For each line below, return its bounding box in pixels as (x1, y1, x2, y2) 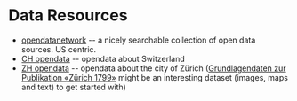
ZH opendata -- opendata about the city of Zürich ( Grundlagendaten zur (20, 63, 286, 74)
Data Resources (8, 5, 128, 26)
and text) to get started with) (20, 82, 126, 92)
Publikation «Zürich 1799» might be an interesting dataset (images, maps (20, 72, 288, 82)
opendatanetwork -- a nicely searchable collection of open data (20, 35, 256, 45)
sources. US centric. (20, 43, 97, 54)
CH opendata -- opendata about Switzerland (20, 53, 186, 64)
